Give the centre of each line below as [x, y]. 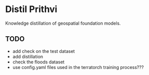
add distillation [28, 56]
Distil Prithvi [31, 9]
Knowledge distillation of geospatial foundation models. [63, 23]
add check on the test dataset [43, 51]
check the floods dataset [38, 62]
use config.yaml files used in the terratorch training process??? [78, 67]
